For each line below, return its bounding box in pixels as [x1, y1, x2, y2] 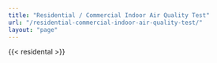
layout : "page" [8, 26, 58, 33]
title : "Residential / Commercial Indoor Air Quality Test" [8, 11, 211, 19]
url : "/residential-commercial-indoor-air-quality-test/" [8, 19, 203, 26]
